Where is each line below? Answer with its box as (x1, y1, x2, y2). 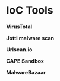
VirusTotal (6, 23, 33, 30)
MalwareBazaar (6, 69, 46, 76)
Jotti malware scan (6, 34, 55, 41)
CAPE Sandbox (6, 57, 45, 64)
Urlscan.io (6, 46, 33, 53)
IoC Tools (6, 4, 53, 17)
